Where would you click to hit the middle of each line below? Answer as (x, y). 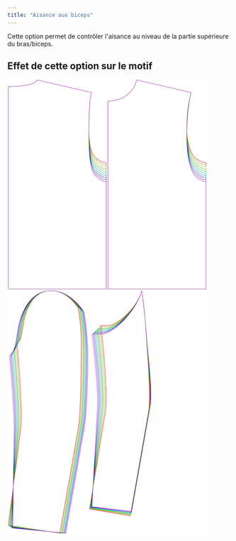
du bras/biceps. (30, 43)
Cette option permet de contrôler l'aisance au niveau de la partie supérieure (118, 36)
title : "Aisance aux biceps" (50, 15)
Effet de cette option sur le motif (80, 66)
